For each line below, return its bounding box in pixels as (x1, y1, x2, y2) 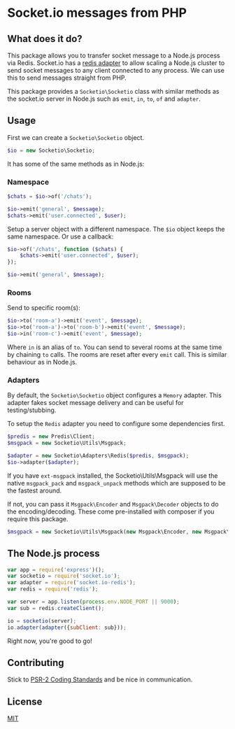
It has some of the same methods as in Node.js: (7, 160, 145, 168)
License (7, 695, 43, 707)
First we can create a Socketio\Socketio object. (7, 133, 145, 141)
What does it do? (7, 33, 83, 45)
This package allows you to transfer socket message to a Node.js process (7, 51, 220, 59)
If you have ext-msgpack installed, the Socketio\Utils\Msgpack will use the (7, 471, 218, 480)
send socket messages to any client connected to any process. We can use (7, 66, 225, 74)
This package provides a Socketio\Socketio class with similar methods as (7, 87, 220, 95)
